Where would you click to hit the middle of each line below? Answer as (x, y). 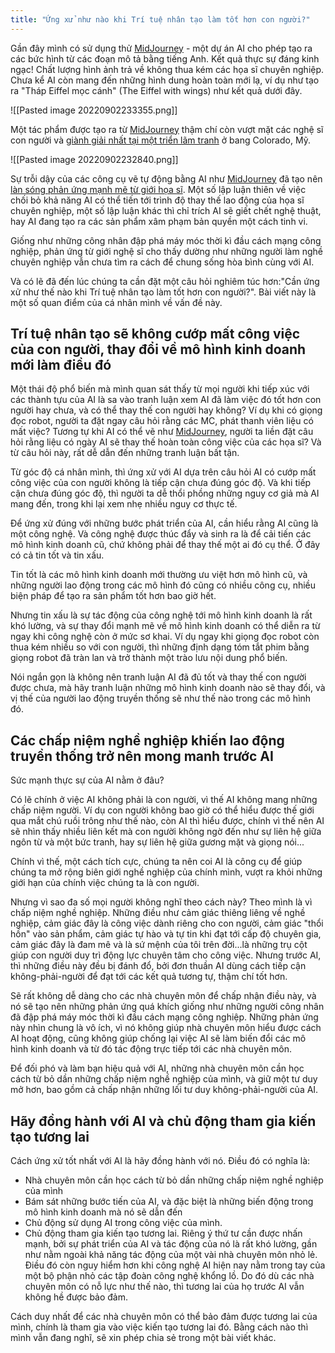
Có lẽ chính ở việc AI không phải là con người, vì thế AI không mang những (164, 800)
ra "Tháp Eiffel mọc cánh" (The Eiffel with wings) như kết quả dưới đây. (156, 90)
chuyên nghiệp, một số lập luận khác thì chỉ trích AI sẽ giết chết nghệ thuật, (166, 210)
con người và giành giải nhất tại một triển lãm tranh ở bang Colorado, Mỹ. (160, 140)
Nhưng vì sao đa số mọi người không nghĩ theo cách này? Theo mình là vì (161, 902)
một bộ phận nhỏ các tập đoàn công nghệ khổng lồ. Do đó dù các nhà (169, 1276)
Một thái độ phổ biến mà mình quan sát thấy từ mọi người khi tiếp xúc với (160, 389)
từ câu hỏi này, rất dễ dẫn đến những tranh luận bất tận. (125, 453)
